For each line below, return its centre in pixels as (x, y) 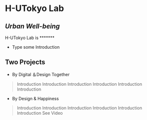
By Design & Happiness (35, 98)
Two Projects (25, 62)
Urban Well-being (32, 26)
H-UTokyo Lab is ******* (30, 38)
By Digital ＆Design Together (41, 74)
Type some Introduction (36, 47)
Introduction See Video (40, 113)
